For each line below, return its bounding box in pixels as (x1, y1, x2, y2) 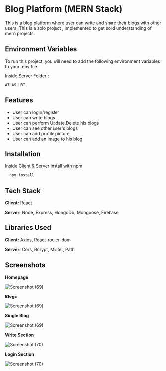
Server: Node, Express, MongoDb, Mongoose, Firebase (5, 210, 119, 216)
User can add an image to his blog (12, 136, 83, 142)
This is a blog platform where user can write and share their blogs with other (5, 20, 161, 26)
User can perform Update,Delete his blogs (12, 120, 99, 126)
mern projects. (5, 30, 35, 36)
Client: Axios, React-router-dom (5, 237, 71, 243)
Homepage (5, 274, 29, 280)
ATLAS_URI (5, 82, 26, 87)
